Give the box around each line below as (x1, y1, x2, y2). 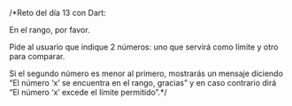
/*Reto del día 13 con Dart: (9, 8, 106, 18)
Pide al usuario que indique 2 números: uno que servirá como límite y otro (9, 42, 279, 52)
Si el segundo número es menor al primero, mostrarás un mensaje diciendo (9, 68, 283, 79)
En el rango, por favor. (9, 25, 90, 34)
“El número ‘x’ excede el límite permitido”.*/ (9, 87, 167, 97)
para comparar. (9, 51, 65, 61)
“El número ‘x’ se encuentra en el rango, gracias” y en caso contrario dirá (9, 78, 277, 87)
